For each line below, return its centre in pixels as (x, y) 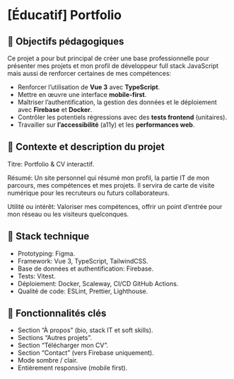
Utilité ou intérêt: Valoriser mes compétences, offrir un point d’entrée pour (115, 206)
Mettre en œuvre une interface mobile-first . (82, 95)
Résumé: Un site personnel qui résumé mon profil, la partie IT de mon (109, 178)
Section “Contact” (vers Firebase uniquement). (86, 353)
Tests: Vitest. (36, 276)
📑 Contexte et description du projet (86, 147)
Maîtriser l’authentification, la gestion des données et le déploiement (117, 102)
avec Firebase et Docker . (55, 109)
